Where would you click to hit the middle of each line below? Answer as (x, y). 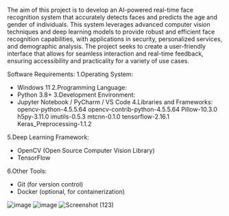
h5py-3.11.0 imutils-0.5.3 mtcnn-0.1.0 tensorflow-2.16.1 (93, 117)
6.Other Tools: (27, 171)
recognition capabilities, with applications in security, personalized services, (115, 39)
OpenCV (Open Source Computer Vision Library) (86, 151)
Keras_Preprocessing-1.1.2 (54, 124)
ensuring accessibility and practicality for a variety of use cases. (98, 61)
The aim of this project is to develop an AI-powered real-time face (100, 10)
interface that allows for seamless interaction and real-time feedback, (105, 53)
